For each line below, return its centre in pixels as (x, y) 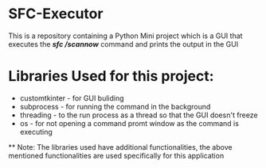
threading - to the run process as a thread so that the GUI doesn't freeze (139, 115)
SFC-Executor (56, 14)
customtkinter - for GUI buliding (72, 98)
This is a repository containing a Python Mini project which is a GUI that (125, 36)
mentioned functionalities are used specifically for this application (116, 155)
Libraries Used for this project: (111, 76)
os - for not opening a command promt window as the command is (129, 123)
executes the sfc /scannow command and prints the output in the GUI (123, 44)
